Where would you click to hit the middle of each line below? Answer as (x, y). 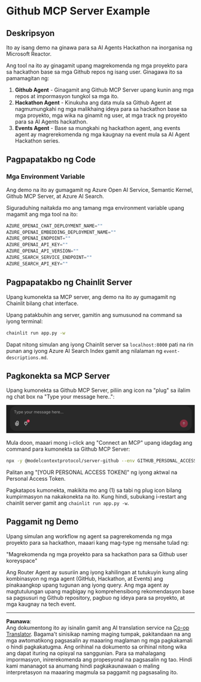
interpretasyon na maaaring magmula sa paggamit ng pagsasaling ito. (92, 672)
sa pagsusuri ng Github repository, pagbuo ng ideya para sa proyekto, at (96, 597)
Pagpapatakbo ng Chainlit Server (69, 283)
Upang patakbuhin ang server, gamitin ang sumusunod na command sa (94, 315)
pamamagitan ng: (28, 78)
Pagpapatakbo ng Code (51, 160)
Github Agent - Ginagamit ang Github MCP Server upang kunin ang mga (104, 90)
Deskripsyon (31, 33)
